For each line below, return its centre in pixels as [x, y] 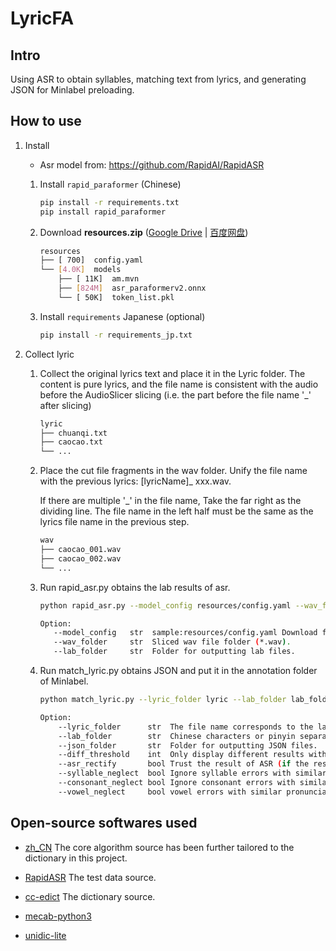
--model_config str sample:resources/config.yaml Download [185, 633]
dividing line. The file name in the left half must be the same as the [176, 511]
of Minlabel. [64, 681]
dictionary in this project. [76, 858]
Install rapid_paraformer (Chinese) [110, 184]
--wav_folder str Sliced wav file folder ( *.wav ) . [172, 642]
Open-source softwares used [104, 823]
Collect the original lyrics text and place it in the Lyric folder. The [172, 373]
